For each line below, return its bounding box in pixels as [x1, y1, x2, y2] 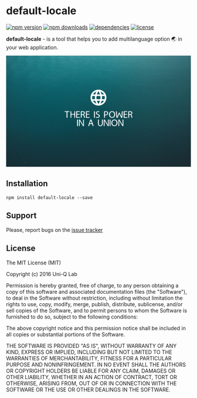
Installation [6, 178, 48, 188]
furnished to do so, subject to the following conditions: [6, 313, 138, 320]
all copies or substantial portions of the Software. [6, 331, 125, 338]
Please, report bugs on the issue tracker [6, 226, 103, 233]
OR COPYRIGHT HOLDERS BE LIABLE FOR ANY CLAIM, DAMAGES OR [6, 367, 176, 374]
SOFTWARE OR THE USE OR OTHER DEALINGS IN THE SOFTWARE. [6, 386, 171, 393]
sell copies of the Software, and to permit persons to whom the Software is [6, 307, 188, 314]
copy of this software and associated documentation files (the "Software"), [6, 288, 188, 295]
